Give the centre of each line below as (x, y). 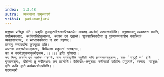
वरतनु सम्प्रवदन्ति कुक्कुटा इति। (27, 45)
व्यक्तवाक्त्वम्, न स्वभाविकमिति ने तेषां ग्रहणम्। (38, 40)
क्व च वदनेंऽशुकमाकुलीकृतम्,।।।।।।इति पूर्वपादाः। (42, 53)
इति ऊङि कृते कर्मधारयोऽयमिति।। (29, 66)
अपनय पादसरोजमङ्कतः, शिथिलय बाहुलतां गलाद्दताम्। (43, 49)
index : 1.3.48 (21, 10)
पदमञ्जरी (11, 70)
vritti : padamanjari (27, 19)
